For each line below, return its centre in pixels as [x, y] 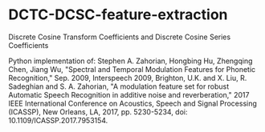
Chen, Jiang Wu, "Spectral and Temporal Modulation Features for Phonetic [132, 69]
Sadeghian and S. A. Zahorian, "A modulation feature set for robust [119, 86]
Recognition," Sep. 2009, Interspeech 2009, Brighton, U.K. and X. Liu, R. [128, 78]
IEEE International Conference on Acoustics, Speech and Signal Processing [132, 103]
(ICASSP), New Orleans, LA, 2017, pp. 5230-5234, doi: [98, 112]
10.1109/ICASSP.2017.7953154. [58, 120]
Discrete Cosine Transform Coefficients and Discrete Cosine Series [120, 37]
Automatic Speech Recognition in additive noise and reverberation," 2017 [129, 94]
